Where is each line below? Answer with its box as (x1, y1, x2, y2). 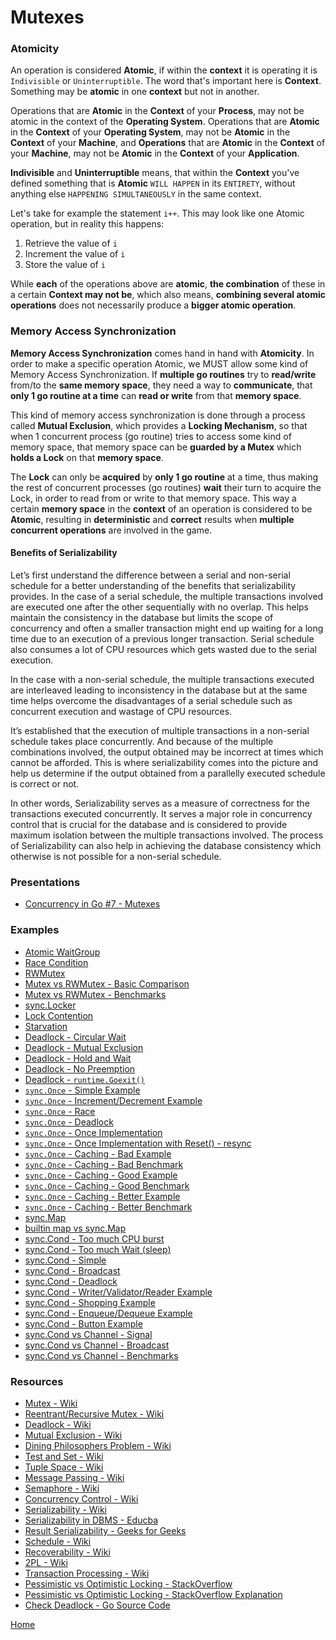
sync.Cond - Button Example (24, 1317, 143, 1330)
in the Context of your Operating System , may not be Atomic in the (10, 126, 291, 138)
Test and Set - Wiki (24, 1450, 104, 1462)
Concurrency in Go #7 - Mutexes (24, 898, 161, 910)
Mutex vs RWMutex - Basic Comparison (24, 977, 190, 990)
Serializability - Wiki (24, 1503, 108, 1515)
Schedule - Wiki (24, 1535, 92, 1547)
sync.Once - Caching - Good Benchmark (24, 1179, 190, 1191)
